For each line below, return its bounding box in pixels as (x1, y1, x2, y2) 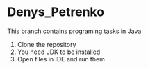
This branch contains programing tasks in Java (7, 27, 142, 35)
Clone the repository (17, 40, 76, 48)
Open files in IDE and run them (17, 55, 106, 63)
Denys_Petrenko (7, 4, 105, 20)
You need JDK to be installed (17, 48, 101, 56)
